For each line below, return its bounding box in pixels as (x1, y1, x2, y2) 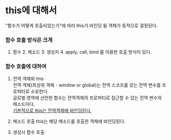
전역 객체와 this (12, 75, 44, 81)
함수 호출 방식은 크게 (5, 36, 53, 43)
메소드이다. (12, 101, 35, 107)
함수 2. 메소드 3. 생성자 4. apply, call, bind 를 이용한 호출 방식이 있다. (12, 49, 152, 55)
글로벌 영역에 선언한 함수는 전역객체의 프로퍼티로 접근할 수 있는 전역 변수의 (12, 95, 162, 101)
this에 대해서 (5, 5, 57, 16)
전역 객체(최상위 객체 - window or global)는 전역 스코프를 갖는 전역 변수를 (12, 82, 161, 88)
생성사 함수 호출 (12, 129, 45, 135)
